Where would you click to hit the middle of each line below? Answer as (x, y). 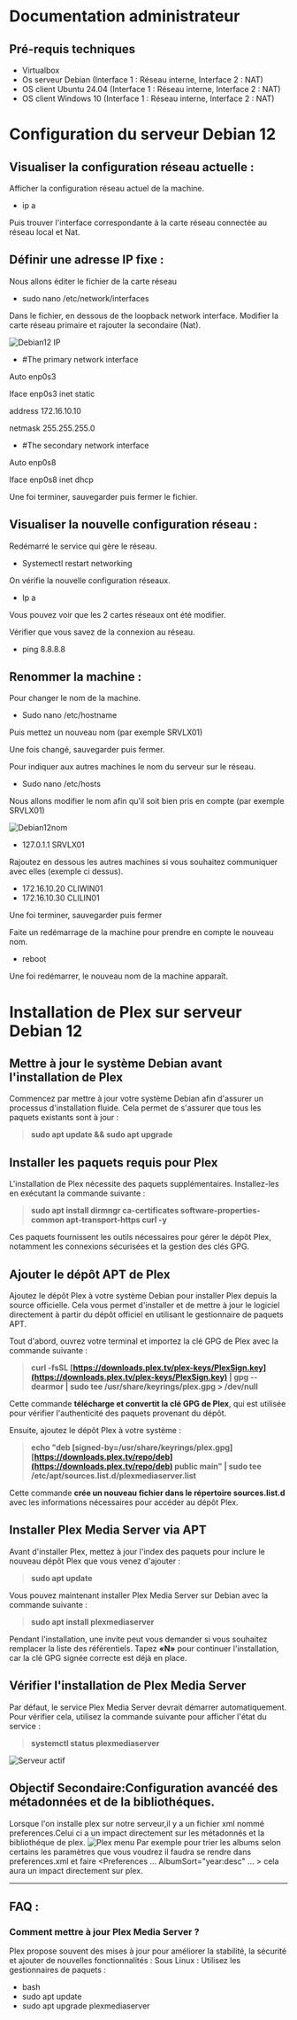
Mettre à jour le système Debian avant (116, 1064)
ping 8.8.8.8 (44, 649)
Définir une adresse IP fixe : (87, 260)
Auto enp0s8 (33, 462)
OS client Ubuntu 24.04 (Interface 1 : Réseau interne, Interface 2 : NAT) (151, 89)
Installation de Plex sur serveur (126, 1012)
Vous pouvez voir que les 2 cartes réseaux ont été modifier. (118, 614)
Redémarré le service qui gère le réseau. (83, 546)
